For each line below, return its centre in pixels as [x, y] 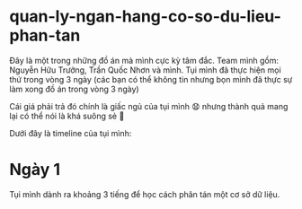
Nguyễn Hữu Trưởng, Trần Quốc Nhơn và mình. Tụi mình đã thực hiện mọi [145, 70]
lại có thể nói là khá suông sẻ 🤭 [67, 116]
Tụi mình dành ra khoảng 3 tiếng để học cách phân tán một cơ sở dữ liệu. [145, 194]
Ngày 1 [35, 170]
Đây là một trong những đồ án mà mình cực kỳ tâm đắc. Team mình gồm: [144, 60]
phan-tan [45, 35]
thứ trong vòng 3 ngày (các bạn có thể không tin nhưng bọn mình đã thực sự [151, 79]
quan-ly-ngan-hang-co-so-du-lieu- [145, 17]
